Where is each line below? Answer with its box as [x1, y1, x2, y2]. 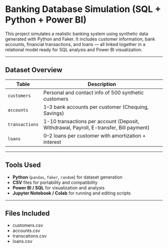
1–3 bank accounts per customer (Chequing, [43, 103, 149, 110]
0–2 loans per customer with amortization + [43, 132, 146, 139]
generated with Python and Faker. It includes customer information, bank [5, 36, 155, 42]
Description [87, 80, 116, 87]
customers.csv [12, 222, 43, 228]
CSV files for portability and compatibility [12, 179, 98, 185]
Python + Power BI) [5, 14, 86, 25]
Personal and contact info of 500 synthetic [43, 89, 144, 96]
